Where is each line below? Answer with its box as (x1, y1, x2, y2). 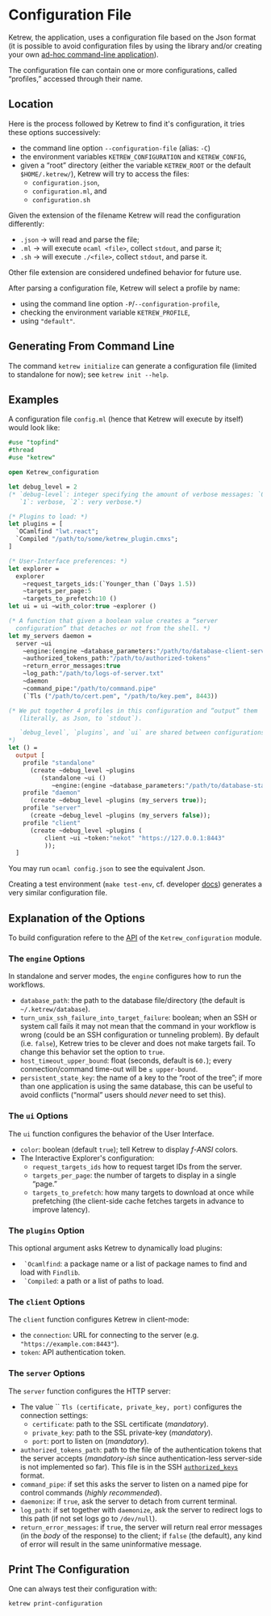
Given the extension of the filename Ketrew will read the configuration (8, 210, 240, 220)
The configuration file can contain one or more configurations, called (8, 65, 238, 74)
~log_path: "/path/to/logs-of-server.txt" (23, 670, 164, 678)
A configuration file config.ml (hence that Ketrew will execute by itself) (8, 414, 244, 424)
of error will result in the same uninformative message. (19, 1539, 202, 1549)
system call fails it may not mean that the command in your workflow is (19, 1022, 256, 1031)
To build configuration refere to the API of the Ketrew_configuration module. (8, 933, 262, 943)
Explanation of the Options (8, 912, 145, 925)
